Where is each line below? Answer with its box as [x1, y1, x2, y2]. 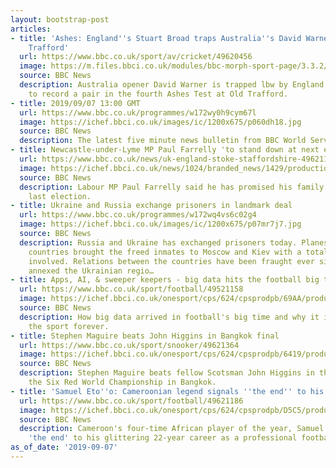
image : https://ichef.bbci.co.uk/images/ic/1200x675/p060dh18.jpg [19, 117, 302, 127]
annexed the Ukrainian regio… [28, 266, 155, 276]
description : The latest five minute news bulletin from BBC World [19, 136, 307, 146]
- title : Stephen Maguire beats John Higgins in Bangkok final [10, 331, 280, 341]
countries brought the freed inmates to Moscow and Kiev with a [28, 247, 302, 257]
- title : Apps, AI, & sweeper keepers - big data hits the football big [10, 275, 320, 285]
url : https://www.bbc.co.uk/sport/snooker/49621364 [19, 340, 240, 350]
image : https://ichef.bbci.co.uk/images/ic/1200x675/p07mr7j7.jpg [19, 219, 302, 230]
